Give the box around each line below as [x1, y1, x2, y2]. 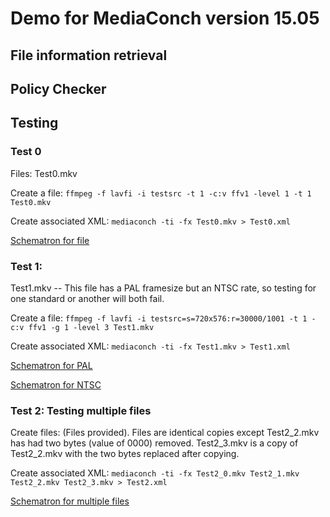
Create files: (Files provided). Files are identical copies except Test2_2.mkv [10, 427, 320, 439]
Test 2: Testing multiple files [10, 403, 152, 417]
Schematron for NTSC [10, 378, 102, 391]
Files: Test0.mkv [10, 167, 78, 179]
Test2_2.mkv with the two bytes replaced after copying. [10, 448, 240, 460]
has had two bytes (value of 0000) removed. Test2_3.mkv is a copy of [10, 437, 299, 449]
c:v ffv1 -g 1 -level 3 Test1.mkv [10, 322, 155, 332]
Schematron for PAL [10, 359, 93, 371]
